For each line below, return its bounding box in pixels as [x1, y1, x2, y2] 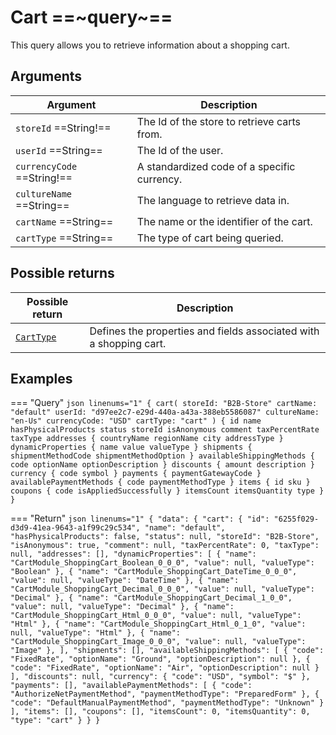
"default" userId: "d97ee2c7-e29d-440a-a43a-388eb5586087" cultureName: [10, 407, 320, 418]
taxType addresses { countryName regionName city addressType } [10, 434, 284, 444]
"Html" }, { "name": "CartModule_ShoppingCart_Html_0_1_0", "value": [10, 619, 307, 630]
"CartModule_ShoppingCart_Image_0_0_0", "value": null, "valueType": [10, 637, 307, 647]
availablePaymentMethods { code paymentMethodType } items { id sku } [10, 477, 311, 488]
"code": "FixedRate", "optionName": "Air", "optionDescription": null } [10, 663, 320, 673]
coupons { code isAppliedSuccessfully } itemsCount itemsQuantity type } [10, 486, 325, 496]
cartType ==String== [15, 231, 114, 245]
